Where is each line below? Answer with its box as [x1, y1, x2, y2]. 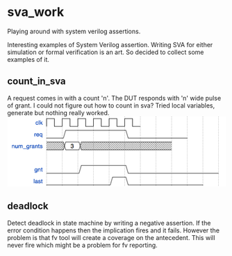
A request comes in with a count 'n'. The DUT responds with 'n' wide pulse [7, 94, 222, 102]
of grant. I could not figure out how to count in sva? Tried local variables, [7, 101, 215, 110]
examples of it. [7, 55, 50, 63]
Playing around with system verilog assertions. [7, 27, 141, 35]
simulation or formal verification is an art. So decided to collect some [7, 48, 204, 56]
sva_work [7, 4, 65, 20]
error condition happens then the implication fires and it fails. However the [7, 226, 220, 234]
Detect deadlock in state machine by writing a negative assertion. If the [7, 219, 211, 227]
